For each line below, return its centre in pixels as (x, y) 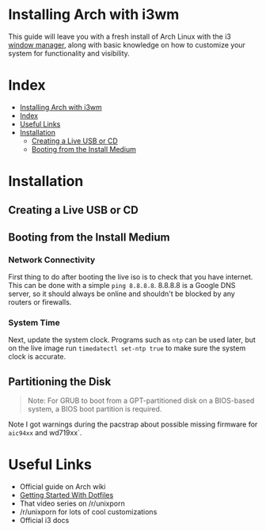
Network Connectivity (52, 260)
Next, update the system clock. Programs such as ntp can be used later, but (132, 340)
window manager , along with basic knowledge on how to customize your (127, 44)
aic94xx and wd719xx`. (45, 433)
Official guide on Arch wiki (63, 487)
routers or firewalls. (40, 302)
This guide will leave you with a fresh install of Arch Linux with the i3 (120, 36)
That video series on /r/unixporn (72, 503)
